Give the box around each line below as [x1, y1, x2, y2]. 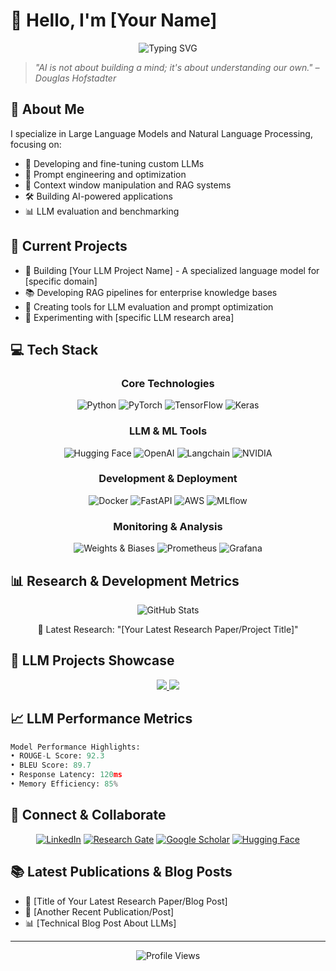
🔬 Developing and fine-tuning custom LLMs [24, 157, 205, 169]
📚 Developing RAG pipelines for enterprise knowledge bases [24, 286, 278, 298]
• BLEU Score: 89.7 [10, 760, 92, 771]
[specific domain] [24, 275, 98, 287]
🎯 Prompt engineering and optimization [24, 168, 187, 180]
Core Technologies [121, 376, 215, 390]
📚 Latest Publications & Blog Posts [10, 864, 233, 881]
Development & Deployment [98, 472, 238, 486]
